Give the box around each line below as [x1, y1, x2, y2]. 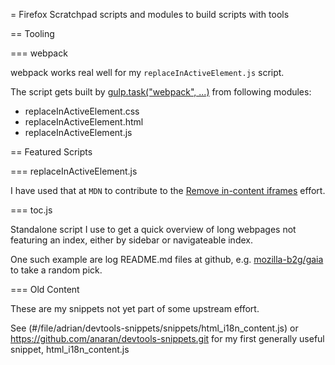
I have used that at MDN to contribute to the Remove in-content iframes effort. [10, 185, 326, 196]
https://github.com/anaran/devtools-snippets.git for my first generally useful [10, 333, 325, 344]
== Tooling [10, 28, 55, 39]
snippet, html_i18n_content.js [10, 344, 130, 355]
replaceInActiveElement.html [24, 116, 144, 128]
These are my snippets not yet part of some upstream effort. [10, 303, 260, 314]
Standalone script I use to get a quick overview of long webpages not [10, 224, 297, 235]
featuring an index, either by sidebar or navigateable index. [10, 234, 253, 246]
